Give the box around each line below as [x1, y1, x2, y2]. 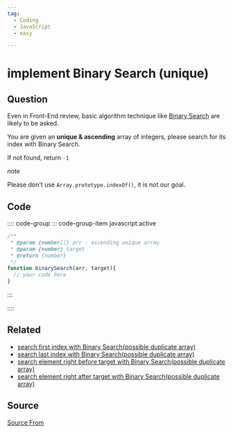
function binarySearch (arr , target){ [7, 265, 116, 272]
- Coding [13, 17, 39, 24]
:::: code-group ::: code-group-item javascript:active [7, 219, 157, 228]
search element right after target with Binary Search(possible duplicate [17, 372, 221, 380]
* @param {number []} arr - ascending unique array [10, 239, 159, 246]
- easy [13, 29, 33, 37]
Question [7, 93, 48, 105]
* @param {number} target [10, 245, 85, 253]
